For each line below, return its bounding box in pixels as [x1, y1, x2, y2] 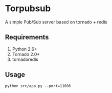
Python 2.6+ [12, 46, 38, 52]
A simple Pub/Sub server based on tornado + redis [5, 19, 108, 25]
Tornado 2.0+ [12, 51, 40, 57]
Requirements [5, 33, 49, 41]
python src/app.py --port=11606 [5, 83, 71, 88]
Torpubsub [5, 3, 51, 14]
